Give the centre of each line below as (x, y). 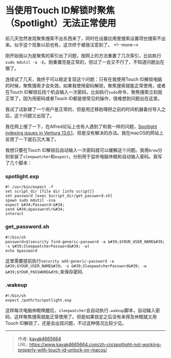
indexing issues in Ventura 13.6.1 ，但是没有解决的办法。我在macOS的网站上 (84, 133)
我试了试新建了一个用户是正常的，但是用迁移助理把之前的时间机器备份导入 (83, 109)
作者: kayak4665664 (39, 339)
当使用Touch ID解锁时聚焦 (60, 10)
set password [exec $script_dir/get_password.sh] (59, 196)
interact (15, 214)
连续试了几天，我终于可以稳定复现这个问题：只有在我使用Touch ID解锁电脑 (84, 79)
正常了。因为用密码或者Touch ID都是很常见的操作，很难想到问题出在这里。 (84, 98)
